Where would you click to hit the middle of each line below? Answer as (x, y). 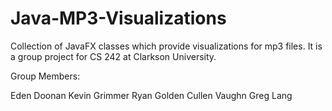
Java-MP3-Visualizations (118, 18)
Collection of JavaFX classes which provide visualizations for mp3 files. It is (166, 46)
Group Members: (45, 76)
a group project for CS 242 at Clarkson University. (113, 56)
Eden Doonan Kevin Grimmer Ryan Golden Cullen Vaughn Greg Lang (151, 95)
